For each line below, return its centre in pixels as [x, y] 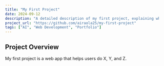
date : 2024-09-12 [23, 14]
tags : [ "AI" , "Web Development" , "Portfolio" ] [53, 27]
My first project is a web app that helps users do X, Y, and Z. [66, 58]
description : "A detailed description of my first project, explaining [79, 18]
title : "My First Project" [32, 9]
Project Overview [32, 47]
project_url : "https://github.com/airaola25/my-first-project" [71, 23]
